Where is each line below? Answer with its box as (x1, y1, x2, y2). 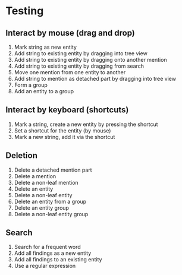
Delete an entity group (14, 204, 70, 211)
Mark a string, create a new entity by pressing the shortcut (14, 121, 158, 128)
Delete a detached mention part (14, 166, 93, 173)
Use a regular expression (14, 263, 76, 270)
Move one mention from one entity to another (14, 69, 126, 75)
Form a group (14, 81, 48, 88)
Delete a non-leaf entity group (14, 210, 89, 217)
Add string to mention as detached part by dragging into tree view (14, 75, 177, 82)
